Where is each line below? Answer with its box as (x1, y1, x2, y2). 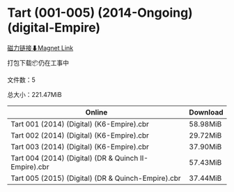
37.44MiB (189, 173, 222, 183)
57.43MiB (189, 157, 222, 167)
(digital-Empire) (7, 20, 101, 36)
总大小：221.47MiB (7, 90, 62, 98)
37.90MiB (189, 142, 222, 152)
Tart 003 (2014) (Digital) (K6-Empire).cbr (10, 142, 150, 152)
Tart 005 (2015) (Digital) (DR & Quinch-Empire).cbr (10, 173, 181, 183)
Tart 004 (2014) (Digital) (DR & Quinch (10, 153, 139, 163)
